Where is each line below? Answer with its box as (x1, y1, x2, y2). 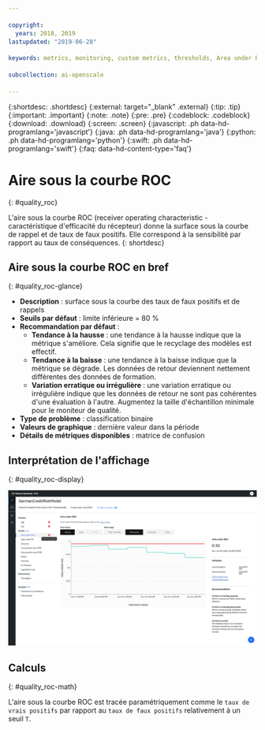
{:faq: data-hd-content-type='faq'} (78, 143, 192, 153)
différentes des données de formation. (31, 372, 156, 382)
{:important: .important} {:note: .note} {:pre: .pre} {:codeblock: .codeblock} (8, 110, 251, 120)
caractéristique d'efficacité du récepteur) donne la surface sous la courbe (8, 221, 248, 230)
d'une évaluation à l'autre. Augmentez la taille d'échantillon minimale (31, 397, 255, 407)
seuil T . (8, 714, 32, 723)
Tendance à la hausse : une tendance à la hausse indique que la (31, 330, 242, 340)
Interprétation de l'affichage (8, 453, 150, 467)
